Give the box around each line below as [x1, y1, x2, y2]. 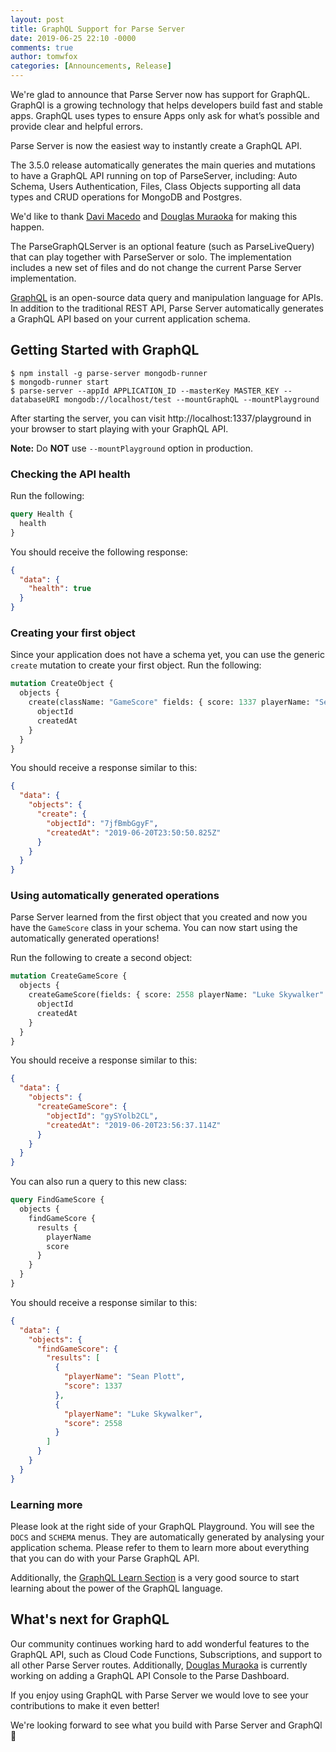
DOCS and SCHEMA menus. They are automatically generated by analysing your [10, 1531, 325, 1543]
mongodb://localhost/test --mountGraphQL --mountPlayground [63, 394, 320, 405]
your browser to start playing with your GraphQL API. [10, 422, 229, 435]
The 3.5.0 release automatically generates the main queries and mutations [10, 159, 316, 171]
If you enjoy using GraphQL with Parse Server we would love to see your [10, 1689, 309, 1701]
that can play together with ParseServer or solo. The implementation [10, 251, 292, 263]
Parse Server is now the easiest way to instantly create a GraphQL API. [10, 140, 302, 151]
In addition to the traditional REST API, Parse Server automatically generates [10, 302, 325, 314]
